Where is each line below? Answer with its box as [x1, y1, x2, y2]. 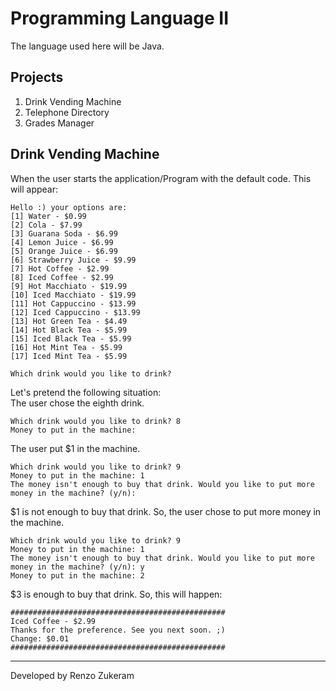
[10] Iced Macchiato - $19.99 [10, 290, 137, 300]
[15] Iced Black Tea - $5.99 [10, 333, 132, 344]
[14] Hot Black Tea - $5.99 [10, 325, 128, 335]
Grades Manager [24, 117, 95, 129]
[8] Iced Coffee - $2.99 [10, 272, 114, 282]
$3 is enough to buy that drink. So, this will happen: [10, 588, 223, 600]
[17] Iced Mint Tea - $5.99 [10, 351, 128, 361]
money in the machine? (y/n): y [10, 562, 145, 572]
